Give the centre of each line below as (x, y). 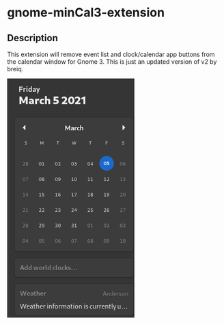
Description (32, 38)
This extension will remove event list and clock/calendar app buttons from (111, 54)
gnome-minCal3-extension (86, 13)
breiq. (15, 69)
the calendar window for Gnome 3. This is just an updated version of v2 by (112, 62)
